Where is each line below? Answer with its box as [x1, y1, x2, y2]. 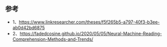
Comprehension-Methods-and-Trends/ [12, 36, 94, 42]
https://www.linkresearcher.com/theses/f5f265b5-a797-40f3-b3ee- [19, 19, 160, 25]
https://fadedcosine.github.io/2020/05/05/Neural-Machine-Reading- [20, 30, 162, 36]
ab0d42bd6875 [12, 24, 45, 30]
